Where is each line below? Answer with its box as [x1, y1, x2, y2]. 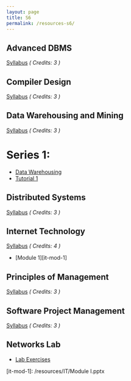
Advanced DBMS [6, 43, 72, 53]
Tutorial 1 [15, 174, 38, 182]
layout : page [6, 9, 40, 15]
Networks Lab [6, 340, 61, 350]
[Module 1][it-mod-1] [15, 254, 67, 262]
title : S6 [6, 15, 32, 21]
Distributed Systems [6, 193, 87, 203]
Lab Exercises [15, 355, 51, 363]
